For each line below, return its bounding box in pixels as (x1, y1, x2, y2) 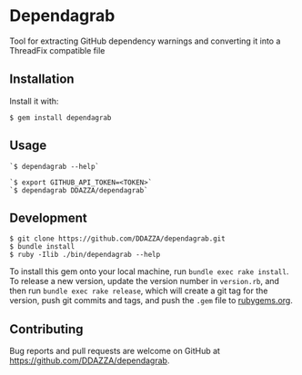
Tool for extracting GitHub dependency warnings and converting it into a (9, 35, 281, 46)
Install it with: (9, 95, 59, 106)
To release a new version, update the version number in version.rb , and (9, 276, 280, 287)
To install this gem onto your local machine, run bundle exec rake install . (9, 266, 289, 277)
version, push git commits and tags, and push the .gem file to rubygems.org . (9, 295, 294, 306)
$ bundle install (9, 242, 75, 252)
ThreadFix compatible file (9, 44, 106, 55)
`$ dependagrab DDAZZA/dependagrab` (9, 185, 148, 195)
